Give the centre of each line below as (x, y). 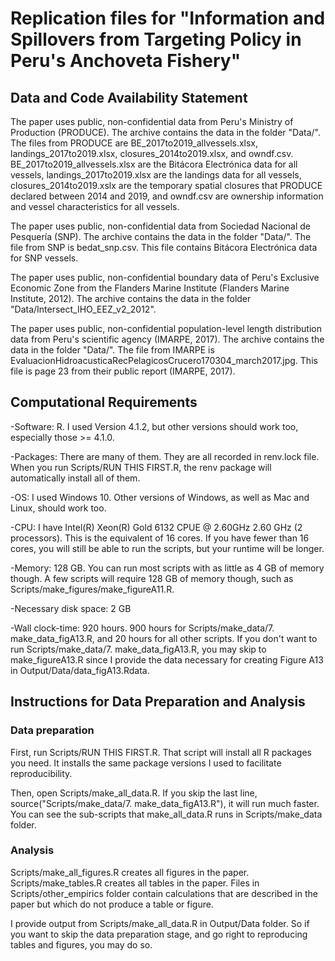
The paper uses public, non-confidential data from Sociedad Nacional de (160, 226)
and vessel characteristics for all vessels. (95, 206)
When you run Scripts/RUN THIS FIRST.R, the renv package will (141, 467)
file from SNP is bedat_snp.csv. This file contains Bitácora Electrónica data (164, 247)
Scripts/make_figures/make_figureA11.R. (92, 589)
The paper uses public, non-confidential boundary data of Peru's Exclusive (165, 277)
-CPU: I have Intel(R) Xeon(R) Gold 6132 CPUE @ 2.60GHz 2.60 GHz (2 (156, 527)
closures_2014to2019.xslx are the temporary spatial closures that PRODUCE (166, 185)
